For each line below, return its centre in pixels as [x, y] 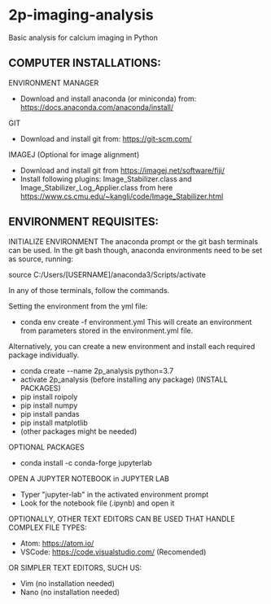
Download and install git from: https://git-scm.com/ [106, 138]
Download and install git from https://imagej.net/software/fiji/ [122, 170]
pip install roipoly [49, 396]
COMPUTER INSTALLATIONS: [85, 63]
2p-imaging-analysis [81, 15]
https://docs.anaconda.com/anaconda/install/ [97, 107]
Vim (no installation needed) [68, 583]
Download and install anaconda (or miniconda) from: [108, 98]
